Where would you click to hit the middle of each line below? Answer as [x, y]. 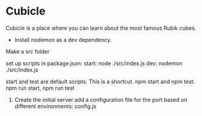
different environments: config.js [55, 106]
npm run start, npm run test [40, 88]
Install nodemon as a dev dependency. [63, 39]
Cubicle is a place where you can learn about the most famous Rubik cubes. [101, 28]
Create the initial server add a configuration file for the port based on [101, 100]
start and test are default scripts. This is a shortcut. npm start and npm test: [100, 81]
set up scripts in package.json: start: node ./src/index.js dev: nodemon [94, 63]
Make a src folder [28, 51]
